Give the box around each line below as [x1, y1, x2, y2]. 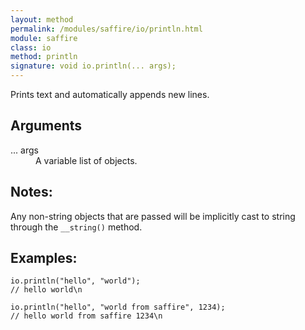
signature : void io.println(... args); [10, 61, 177, 71]
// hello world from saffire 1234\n [10, 311, 163, 321]
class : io [10, 42, 52, 53]
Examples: [10, 250, 78, 267]
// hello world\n [10, 285, 83, 295]
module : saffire [10, 33, 78, 43]
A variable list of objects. [35, 154, 138, 166]
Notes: [10, 184, 53, 201]
